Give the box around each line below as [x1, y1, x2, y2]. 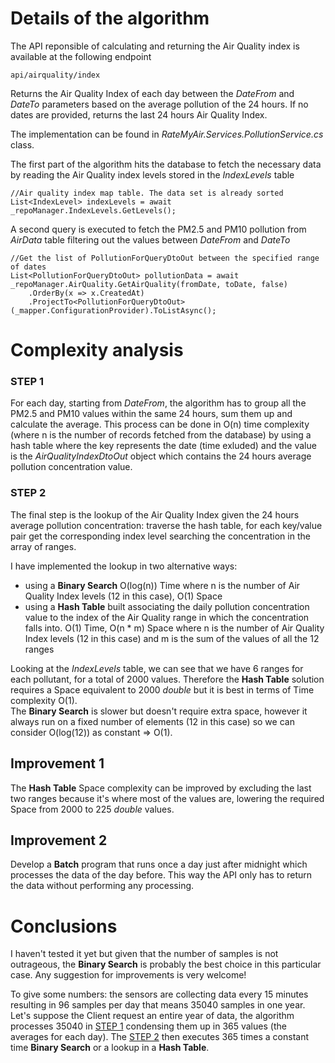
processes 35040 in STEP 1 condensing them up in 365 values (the [10, 1020, 287, 1032]
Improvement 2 [10, 832, 108, 849]
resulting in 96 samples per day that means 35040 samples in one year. [10, 999, 306, 1011]
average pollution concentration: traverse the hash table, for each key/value [10, 519, 323, 531]
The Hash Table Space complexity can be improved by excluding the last [10, 782, 312, 794]
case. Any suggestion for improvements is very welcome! [10, 969, 247, 981]
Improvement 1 [10, 755, 105, 772]
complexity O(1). [10, 694, 78, 706]
